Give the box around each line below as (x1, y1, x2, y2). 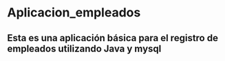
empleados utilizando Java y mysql (7, 42, 162, 54)
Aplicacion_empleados (7, 5, 141, 21)
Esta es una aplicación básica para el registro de (7, 32, 219, 44)
